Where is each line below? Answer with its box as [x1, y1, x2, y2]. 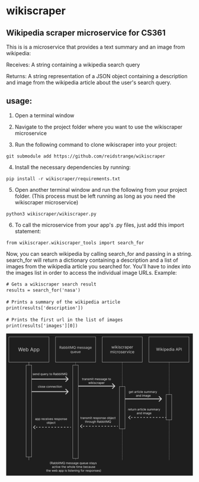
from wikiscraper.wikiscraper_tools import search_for [6, 240, 145, 246]
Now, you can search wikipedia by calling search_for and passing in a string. [6, 250, 192, 257]
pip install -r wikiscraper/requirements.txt [6, 176, 120, 182]
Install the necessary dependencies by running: [14, 163, 131, 171]
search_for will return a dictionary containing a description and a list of [6, 256, 179, 264]
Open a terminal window [14, 111, 75, 119]
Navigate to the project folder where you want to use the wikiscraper [14, 123, 182, 130]
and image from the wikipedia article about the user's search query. [6, 79, 172, 86]
